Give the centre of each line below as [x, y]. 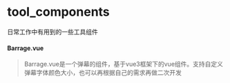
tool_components [59, 12]
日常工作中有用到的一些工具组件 [52, 32]
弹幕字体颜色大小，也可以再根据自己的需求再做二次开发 [103, 73]
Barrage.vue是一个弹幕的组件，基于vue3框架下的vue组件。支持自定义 [123, 64]
